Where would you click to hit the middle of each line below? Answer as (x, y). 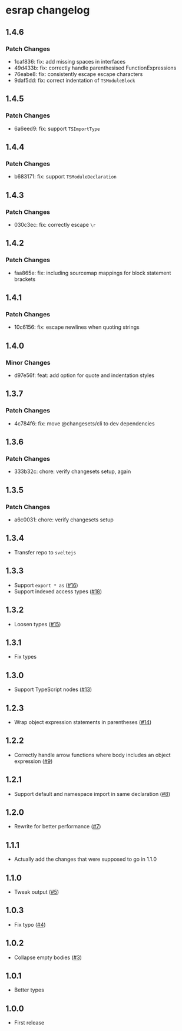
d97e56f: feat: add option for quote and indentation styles (84, 375)
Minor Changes (28, 362)
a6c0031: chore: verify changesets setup (64, 520)
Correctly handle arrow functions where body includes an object (92, 755)
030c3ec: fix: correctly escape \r (55, 224)
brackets (25, 279)
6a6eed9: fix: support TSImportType (57, 128)
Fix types (25, 657)
